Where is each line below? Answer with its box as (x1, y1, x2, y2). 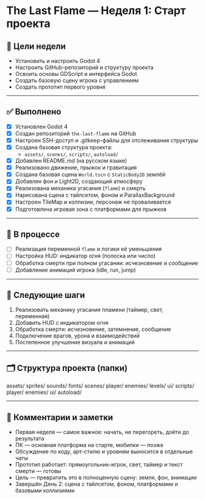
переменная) (15, 312, 50, 320)
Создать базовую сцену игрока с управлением (15, 77, 139, 84)
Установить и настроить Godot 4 (15, 57, 101, 64)
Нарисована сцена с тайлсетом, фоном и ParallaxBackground (15, 191, 175, 199)
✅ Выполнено (6, 106, 62, 117)
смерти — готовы (15, 467, 62, 475)
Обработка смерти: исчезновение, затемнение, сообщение (15, 325, 171, 333)
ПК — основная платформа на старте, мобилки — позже (15, 442, 164, 449)
